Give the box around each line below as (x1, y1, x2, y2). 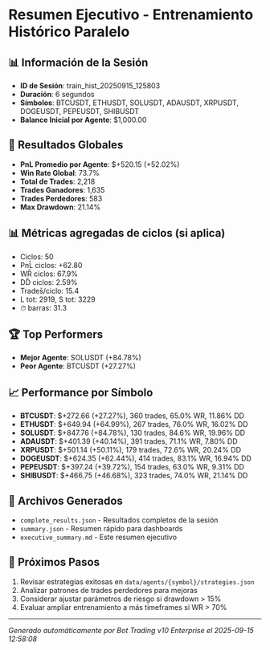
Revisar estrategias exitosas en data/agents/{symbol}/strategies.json (19, 576, 255, 587)
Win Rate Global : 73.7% (19, 168, 100, 177)
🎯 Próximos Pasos (8, 555, 100, 569)
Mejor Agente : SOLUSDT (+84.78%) (19, 353, 142, 363)
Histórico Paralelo (8, 22, 130, 41)
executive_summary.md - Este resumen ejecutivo (19, 532, 178, 542)
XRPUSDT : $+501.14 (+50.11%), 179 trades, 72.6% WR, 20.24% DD (19, 445, 242, 455)
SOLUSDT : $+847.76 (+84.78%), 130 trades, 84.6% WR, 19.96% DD (19, 428, 246, 438)
